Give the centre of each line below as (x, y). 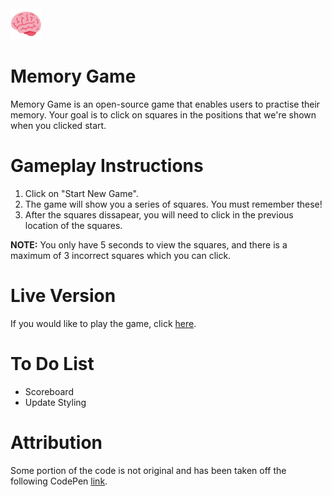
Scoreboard (49, 391)
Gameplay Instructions (107, 166)
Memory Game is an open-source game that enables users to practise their (165, 104)
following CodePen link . (59, 481)
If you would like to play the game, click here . (103, 323)
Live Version (63, 296)
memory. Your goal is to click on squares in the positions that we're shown (163, 114)
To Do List (52, 364)
